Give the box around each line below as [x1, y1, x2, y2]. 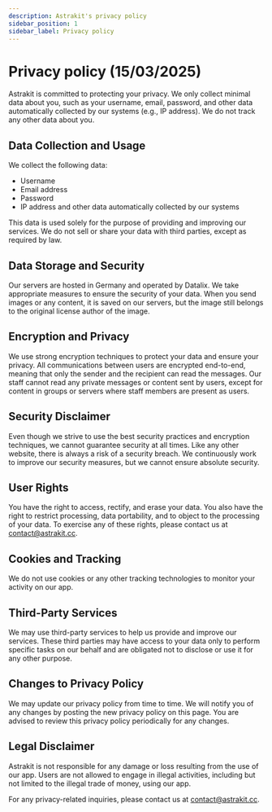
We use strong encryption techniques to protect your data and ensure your [8, 351, 259, 361]
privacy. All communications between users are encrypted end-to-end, [8, 360, 246, 370]
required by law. [8, 235, 63, 245]
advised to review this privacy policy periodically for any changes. [8, 716, 230, 726]
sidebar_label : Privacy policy [8, 27, 114, 35]
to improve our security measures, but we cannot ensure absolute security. [8, 457, 260, 467]
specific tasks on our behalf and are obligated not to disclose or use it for [8, 645, 254, 654]
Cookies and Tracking [8, 551, 122, 566]
